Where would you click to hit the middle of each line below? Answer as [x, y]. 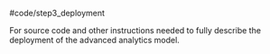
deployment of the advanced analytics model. [95, 40]
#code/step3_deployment [57, 13]
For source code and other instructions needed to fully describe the [135, 30]
